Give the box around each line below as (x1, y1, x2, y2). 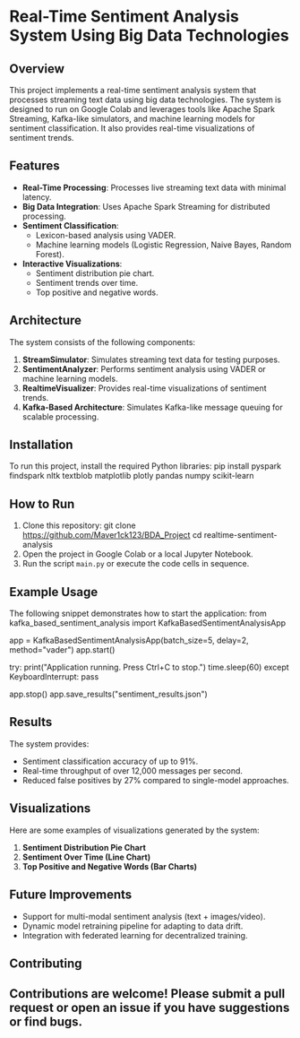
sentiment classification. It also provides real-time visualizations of (9, 123, 255, 134)
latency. (21, 191, 52, 203)
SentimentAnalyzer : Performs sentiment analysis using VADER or (21, 363, 266, 374)
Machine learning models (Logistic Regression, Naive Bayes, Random (35, 239, 292, 250)
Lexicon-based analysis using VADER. (35, 229, 176, 240)
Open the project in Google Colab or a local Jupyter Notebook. (21, 549, 253, 559)
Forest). (35, 248, 65, 259)
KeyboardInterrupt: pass (9, 671, 99, 682)
